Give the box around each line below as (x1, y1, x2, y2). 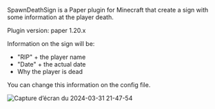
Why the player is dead (17, 68, 83, 75)
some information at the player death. (7, 13, 114, 21)
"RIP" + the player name (17, 53, 86, 61)
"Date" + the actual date (17, 60, 86, 68)
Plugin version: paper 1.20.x (7, 27, 86, 34)
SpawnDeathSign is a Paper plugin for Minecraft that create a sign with (7, 6, 209, 14)
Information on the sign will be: (7, 40, 95, 47)
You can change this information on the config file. (7, 81, 151, 88)
